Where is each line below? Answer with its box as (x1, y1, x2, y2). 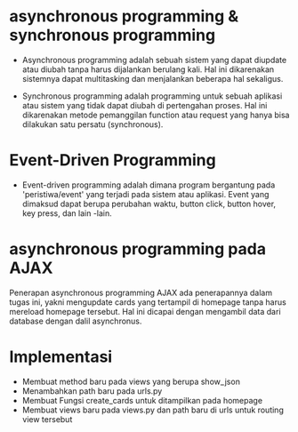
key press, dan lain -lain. (21, 207, 113, 219)
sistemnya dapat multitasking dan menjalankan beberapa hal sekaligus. (21, 73, 284, 84)
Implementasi (9, 347, 113, 366)
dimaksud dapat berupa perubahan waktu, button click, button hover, (21, 198, 277, 209)
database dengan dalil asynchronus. (9, 316, 142, 326)
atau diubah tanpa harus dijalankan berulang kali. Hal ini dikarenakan (21, 64, 275, 75)
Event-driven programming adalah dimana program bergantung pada (21, 180, 276, 190)
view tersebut (21, 413, 73, 424)
